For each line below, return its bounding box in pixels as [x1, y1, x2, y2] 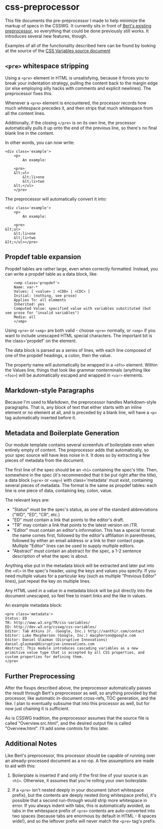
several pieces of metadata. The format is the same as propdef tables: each [5, 483, 157, 488]
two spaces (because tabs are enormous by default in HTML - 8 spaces [12, 813, 157, 819]
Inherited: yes [14, 302, 45, 306]
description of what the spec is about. [12, 553, 89, 559]
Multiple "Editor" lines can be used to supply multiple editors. [12, 543, 135, 549]
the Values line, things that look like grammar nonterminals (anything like [5, 367, 151, 373]
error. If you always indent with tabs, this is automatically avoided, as [12, 802, 150, 809]
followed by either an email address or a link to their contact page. [12, 538, 145, 544]
